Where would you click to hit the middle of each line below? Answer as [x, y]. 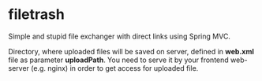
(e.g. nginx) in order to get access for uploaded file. [115, 68]
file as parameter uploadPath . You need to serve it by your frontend [118, 60]
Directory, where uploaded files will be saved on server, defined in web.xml [131, 51]
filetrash [36, 15]
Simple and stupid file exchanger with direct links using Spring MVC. [120, 36]
